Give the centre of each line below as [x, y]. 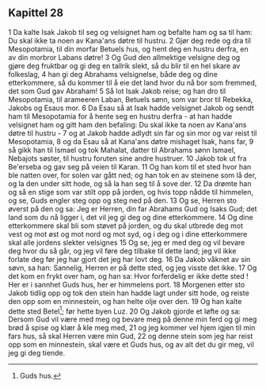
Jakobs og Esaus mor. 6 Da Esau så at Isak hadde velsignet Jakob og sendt [131, 108]
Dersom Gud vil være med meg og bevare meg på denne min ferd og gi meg [133, 319]
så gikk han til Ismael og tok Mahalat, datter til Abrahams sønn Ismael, [122, 150]
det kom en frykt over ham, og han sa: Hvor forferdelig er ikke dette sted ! [128, 276]
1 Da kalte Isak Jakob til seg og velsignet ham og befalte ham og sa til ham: [130, 32]
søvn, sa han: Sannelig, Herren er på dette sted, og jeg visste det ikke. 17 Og [133, 268]
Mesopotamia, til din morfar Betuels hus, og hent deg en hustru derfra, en [128, 49]
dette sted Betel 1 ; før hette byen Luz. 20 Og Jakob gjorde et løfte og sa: [125, 310]
